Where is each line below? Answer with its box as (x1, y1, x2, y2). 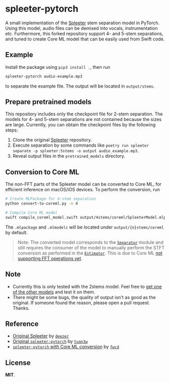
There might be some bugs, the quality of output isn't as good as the (12, 294, 156, 300)
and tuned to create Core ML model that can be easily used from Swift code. (5, 36, 165, 42)
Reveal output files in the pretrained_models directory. (12, 153, 125, 159)
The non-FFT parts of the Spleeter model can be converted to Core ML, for (5, 181, 162, 187)
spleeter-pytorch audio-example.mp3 (5, 74, 82, 79)
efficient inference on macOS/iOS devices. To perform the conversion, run (5, 187, 160, 193)
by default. (5, 229, 28, 235)
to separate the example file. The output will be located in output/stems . (5, 83, 155, 89)
